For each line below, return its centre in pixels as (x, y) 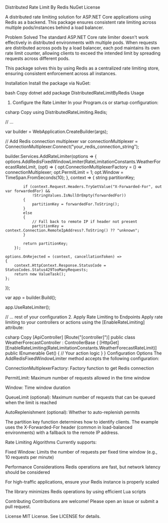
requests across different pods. (37, 58)
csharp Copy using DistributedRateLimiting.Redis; (56, 112)
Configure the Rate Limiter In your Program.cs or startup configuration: (85, 102)
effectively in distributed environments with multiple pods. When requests (81, 42)
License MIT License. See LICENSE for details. (53, 516)
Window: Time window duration (38, 387)
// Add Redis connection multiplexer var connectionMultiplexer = (72, 141)
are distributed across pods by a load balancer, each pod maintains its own (82, 48)
